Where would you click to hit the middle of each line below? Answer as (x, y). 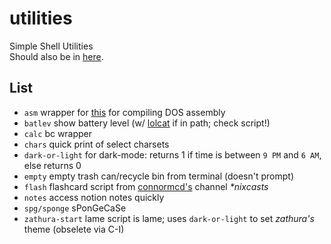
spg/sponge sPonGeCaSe (75, 208)
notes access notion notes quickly (94, 197)
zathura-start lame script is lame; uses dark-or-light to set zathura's (169, 218)
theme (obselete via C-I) (74, 229)
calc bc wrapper (58, 133)
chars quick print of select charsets (96, 144)
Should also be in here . (56, 56)
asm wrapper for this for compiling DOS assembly (124, 112)
